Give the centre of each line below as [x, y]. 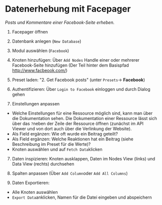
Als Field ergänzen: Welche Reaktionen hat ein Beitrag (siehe [73, 139]
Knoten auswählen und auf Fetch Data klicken [57, 149]
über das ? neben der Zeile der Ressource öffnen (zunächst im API [78, 123]
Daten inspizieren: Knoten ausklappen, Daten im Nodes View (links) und [84, 158]
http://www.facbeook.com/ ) [40, 70]
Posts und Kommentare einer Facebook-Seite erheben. [60, 22]
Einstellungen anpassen [36, 103]
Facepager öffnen [30, 32]
